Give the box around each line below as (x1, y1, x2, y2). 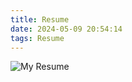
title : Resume (10, 14, 70, 25)
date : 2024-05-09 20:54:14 (10, 24, 123, 34)
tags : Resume (10, 33, 65, 43)
